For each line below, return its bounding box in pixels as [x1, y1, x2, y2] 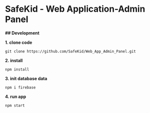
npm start [5, 103, 25, 108]
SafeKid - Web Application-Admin [5, 3, 145, 15]
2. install [5, 57, 23, 63]
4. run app [5, 93, 26, 99]
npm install [5, 67, 29, 72]
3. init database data [5, 75, 48, 81]
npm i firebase [5, 85, 36, 90]
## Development [5, 30, 40, 36]
